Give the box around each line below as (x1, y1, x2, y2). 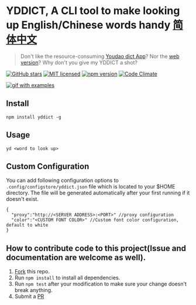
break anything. (14, 287, 53, 294)
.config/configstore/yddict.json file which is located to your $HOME (6, 183, 176, 190)
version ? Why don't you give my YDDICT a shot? (20, 59, 138, 66)
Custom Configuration (6, 161, 90, 171)
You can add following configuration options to (6, 177, 119, 184)
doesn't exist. (6, 196, 39, 203)
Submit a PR (14, 293, 44, 300)
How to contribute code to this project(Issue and (6, 243, 186, 253)
